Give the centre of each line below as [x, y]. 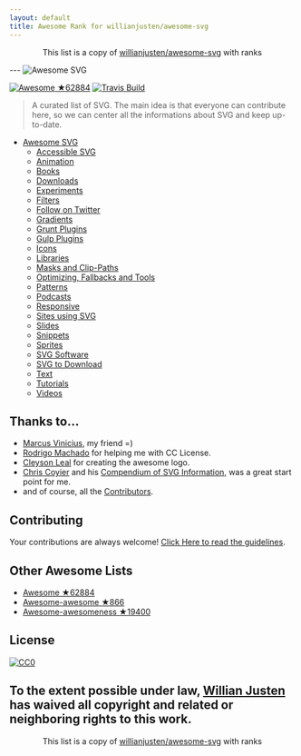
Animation [55, 161]
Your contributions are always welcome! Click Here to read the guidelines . [147, 542]
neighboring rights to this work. [101, 719]
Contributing [46, 520]
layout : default [40, 18]
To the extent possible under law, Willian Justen [147, 691]
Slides [48, 325]
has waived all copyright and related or [121, 705]
